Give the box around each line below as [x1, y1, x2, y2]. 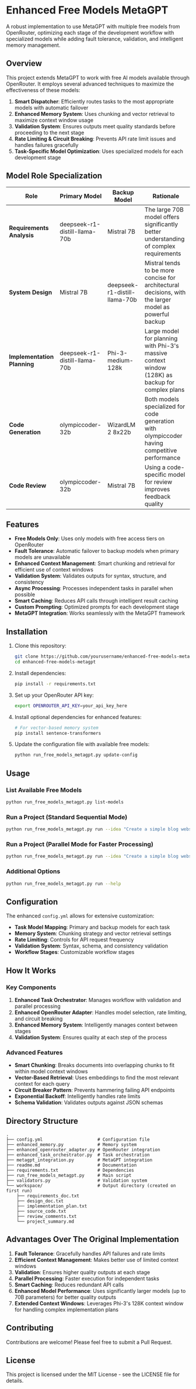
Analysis [9, 231, 34, 239]
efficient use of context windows [14, 566, 93, 573]
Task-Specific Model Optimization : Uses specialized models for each [14, 148, 184, 155]
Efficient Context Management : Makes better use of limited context [14, 1256, 179, 1263]
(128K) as [145, 371, 173, 379]
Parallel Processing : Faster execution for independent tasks [14, 1275, 159, 1282]
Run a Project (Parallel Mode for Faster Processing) [6, 840, 153, 848]
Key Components [6, 983, 57, 991]
